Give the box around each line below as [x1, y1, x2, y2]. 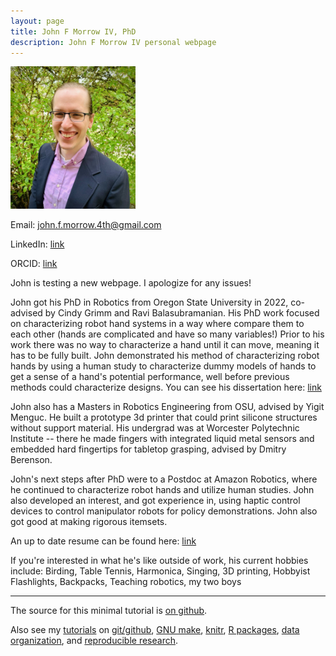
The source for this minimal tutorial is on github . [10, 604, 208, 616]
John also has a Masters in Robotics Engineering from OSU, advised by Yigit [10, 400, 325, 412]
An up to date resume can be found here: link [10, 535, 197, 547]
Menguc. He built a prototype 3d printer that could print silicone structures [10, 411, 318, 423]
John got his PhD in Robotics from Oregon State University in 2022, [10, 296, 289, 308]
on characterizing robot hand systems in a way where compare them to [10, 317, 305, 329]
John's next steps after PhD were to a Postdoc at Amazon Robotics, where [10, 473, 318, 485]
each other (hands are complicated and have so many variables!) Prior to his [10, 328, 325, 340]
